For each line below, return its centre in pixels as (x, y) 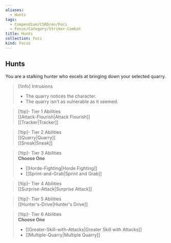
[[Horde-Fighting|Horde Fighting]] (61, 168)
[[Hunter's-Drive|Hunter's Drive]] (53, 204)
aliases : (15, 10)
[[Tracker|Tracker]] (38, 122)
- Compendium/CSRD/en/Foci (39, 24)
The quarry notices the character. (61, 96)
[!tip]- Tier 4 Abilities (40, 183)
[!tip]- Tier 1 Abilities (39, 111)
